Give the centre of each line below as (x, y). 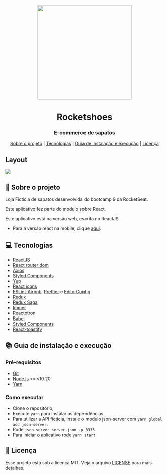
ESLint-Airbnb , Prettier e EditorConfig (51, 291)
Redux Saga (25, 302)
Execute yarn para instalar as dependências (58, 413)
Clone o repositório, (33, 408)
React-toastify (27, 329)
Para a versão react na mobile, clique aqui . (57, 228)
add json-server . (30, 424)
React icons (25, 286)
